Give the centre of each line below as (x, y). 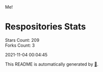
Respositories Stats (46, 27)
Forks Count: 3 (20, 45)
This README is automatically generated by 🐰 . (52, 64)
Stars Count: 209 (22, 40)
